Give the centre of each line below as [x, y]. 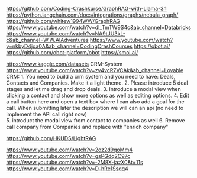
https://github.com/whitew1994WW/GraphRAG [63, 21]
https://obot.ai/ [152, 46]
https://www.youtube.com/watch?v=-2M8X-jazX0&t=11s [75, 162]
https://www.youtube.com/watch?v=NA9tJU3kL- [66, 34]
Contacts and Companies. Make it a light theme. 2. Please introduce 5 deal [97, 83]
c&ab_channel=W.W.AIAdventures [47, 40]
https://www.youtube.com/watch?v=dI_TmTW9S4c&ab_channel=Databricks [98, 27]
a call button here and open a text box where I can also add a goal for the [95, 102]
